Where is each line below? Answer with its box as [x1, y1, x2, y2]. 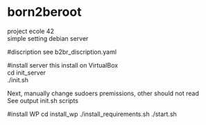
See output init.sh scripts [7, 96, 78, 104]
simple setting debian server [7, 34, 89, 42]
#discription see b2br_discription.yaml [7, 48, 117, 56]
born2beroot [7, 4, 82, 20]
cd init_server [7, 68, 46, 77]
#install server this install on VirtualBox [7, 61, 119, 69]
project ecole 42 [7, 27, 54, 35]
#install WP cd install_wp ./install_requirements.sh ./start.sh [7, 110, 177, 118]
